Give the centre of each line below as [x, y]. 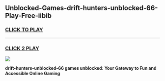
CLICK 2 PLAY [22, 48]
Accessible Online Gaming [33, 73]
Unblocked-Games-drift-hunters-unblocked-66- [82, 8]
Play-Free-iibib [28, 16]
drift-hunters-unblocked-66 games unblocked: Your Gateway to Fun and [81, 68]
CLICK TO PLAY [24, 30]
